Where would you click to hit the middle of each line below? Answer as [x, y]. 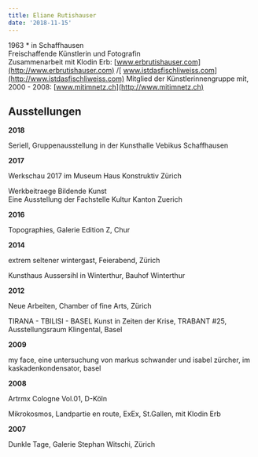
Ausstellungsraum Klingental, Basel [65, 330]
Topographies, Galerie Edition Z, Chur [69, 230]
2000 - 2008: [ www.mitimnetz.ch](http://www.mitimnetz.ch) [106, 86]
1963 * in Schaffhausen [46, 45]
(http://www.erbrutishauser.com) [61, 70]
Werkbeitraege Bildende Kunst [58, 191]
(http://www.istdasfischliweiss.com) [66, 79]
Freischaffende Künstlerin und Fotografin [75, 53]
